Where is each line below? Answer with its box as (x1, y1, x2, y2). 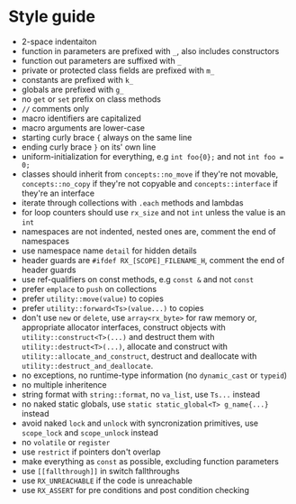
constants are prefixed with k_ (21, 74, 134, 85)
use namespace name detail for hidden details (21, 245, 197, 256)
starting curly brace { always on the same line (21, 132, 193, 142)
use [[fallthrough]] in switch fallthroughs (21, 465, 181, 476)
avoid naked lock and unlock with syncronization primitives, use (21, 417, 259, 428)
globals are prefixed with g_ (21, 84, 124, 95)
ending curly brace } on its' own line (21, 142, 157, 152)
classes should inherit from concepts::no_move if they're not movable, (21, 169, 279, 179)
